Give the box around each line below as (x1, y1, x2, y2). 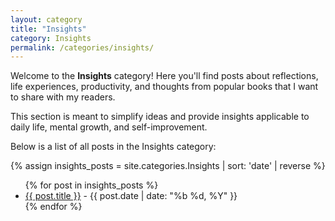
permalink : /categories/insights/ (10, 42, 155, 53)
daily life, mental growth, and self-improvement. (10, 121, 208, 133)
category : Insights (10, 33, 92, 43)
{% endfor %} (24, 201, 83, 213)
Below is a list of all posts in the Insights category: (10, 141, 217, 153)
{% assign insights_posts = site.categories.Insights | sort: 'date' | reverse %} (10, 160, 326, 172)
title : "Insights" (10, 24, 87, 34)
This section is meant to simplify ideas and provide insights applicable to (10, 111, 310, 123)
